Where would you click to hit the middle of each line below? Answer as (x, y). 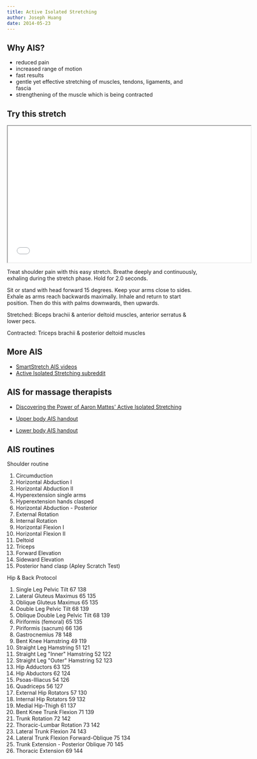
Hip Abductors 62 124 (43, 673)
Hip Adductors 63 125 (43, 667)
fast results (30, 75)
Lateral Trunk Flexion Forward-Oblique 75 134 (73, 738)
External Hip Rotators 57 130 (51, 693)
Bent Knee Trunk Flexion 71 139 (55, 712)
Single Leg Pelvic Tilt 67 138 (51, 590)
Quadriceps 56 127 (39, 686)
